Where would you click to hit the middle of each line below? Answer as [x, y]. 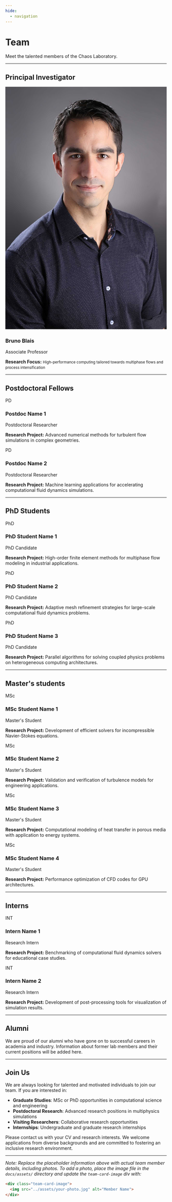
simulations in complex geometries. [43, 440]
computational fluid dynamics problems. [48, 613]
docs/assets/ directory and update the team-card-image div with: [73, 1174]
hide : [11, 11]
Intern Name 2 [24, 981]
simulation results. [25, 1007]
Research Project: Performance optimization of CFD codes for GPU [77, 879]
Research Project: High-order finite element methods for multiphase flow [83, 557]
